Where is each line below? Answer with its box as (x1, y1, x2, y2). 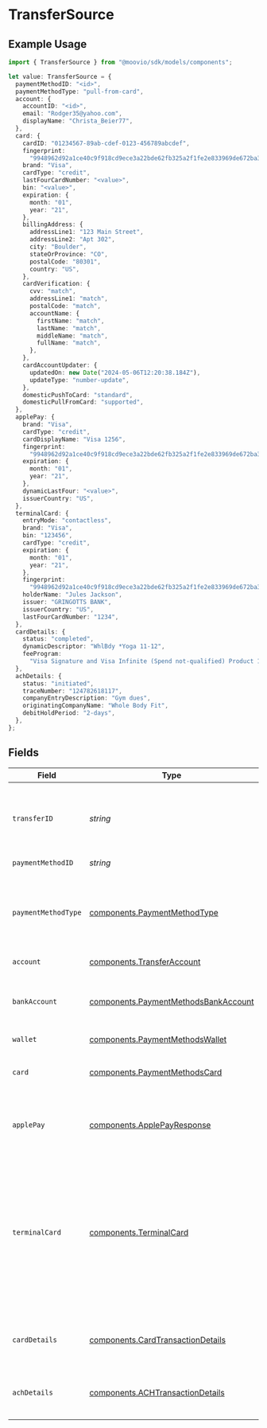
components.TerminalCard (89, 1227, 189, 1238)
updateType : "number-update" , (29, 376, 130, 384)
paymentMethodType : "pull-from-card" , (15, 88, 145, 96)
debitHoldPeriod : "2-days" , (22, 709, 115, 717)
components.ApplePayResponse (89, 1119, 211, 1130)
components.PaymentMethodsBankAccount (89, 996, 254, 1007)
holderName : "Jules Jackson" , (22, 591, 123, 599)
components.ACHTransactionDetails (89, 1387, 225, 1398)
